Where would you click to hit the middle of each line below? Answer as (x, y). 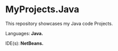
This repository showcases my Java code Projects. (59, 23)
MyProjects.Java (42, 9)
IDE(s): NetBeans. (24, 43)
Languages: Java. (24, 33)
